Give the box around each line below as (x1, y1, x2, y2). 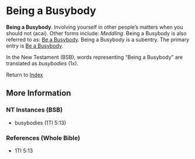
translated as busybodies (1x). (6, 60, 79, 67)
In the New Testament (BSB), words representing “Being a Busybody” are (6, 53, 183, 60)
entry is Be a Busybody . (6, 42, 63, 49)
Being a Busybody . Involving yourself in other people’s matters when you (6, 23, 183, 31)
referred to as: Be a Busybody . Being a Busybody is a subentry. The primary (6, 36, 190, 43)
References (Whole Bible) (6, 134, 80, 142)
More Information (6, 88, 71, 98)
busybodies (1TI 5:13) (14, 119, 66, 126)
